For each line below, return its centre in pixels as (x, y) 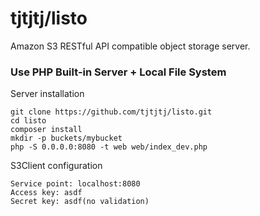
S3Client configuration (56, 166)
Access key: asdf (46, 193)
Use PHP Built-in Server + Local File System (118, 72)
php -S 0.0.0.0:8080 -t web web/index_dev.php (109, 147)
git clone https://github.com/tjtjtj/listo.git (111, 112)
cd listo (28, 121)
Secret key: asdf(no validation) (80, 202)
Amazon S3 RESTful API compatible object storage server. (130, 46)
